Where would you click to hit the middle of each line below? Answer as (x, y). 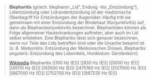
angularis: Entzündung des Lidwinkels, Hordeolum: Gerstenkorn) (74, 53)
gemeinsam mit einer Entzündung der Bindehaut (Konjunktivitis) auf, (77, 22)
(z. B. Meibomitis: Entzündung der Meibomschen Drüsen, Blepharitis (77, 48)
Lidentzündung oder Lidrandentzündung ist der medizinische (70, 12)
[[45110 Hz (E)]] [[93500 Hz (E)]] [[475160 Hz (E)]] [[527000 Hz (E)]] (78, 68)
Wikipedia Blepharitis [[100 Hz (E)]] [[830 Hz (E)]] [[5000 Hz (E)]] (74, 63)
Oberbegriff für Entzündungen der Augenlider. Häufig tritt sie (70, 17)
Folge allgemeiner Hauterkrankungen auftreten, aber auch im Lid (74, 33)
